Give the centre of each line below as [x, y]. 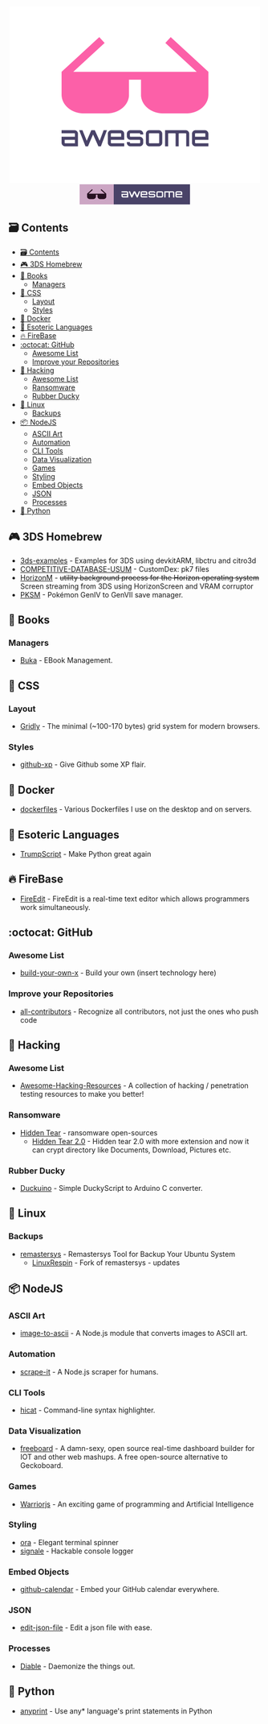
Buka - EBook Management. [66, 660]
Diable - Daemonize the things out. [77, 1666]
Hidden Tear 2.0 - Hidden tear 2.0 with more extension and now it [140, 1141]
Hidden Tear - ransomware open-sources [89, 1132]
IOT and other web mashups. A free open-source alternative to [124, 1457]
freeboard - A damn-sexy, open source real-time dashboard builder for [137, 1449]
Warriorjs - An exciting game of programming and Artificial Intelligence [137, 1504]
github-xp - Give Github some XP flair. [83, 765]
